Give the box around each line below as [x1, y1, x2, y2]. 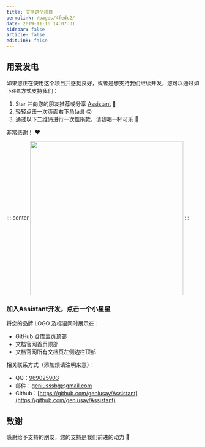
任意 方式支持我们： [12, 87, 59, 94]
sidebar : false [6, 26, 45, 33]
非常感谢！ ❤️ [6, 129, 41, 136]
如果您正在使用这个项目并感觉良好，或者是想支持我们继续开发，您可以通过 [6, 79, 194, 87]
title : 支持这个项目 [6, 9, 53, 15]
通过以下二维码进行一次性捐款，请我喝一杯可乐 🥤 [15, 115, 139, 123]
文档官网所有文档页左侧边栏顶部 [15, 348, 96, 355]
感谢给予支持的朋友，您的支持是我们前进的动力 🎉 [6, 433, 130, 440]
